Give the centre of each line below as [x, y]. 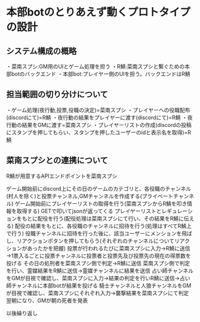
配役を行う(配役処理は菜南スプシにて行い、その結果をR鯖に [110, 218]
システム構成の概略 [41, 51]
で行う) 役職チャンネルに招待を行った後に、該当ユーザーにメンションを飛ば [99, 233]
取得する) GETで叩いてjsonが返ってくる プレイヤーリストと [89, 211]
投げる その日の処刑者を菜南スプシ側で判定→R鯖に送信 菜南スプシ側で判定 [98, 263]
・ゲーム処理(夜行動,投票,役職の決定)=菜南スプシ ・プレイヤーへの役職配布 [98, 110]
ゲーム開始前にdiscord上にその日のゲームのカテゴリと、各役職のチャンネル [99, 188]
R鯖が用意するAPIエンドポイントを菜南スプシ [62, 176]
